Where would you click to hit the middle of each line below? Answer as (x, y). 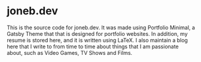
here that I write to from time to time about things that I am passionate (93, 46)
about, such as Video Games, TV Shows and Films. (70, 52)
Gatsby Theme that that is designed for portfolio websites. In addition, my (97, 33)
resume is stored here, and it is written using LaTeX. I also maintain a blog (97, 40)
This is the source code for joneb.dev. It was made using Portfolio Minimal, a (101, 27)
